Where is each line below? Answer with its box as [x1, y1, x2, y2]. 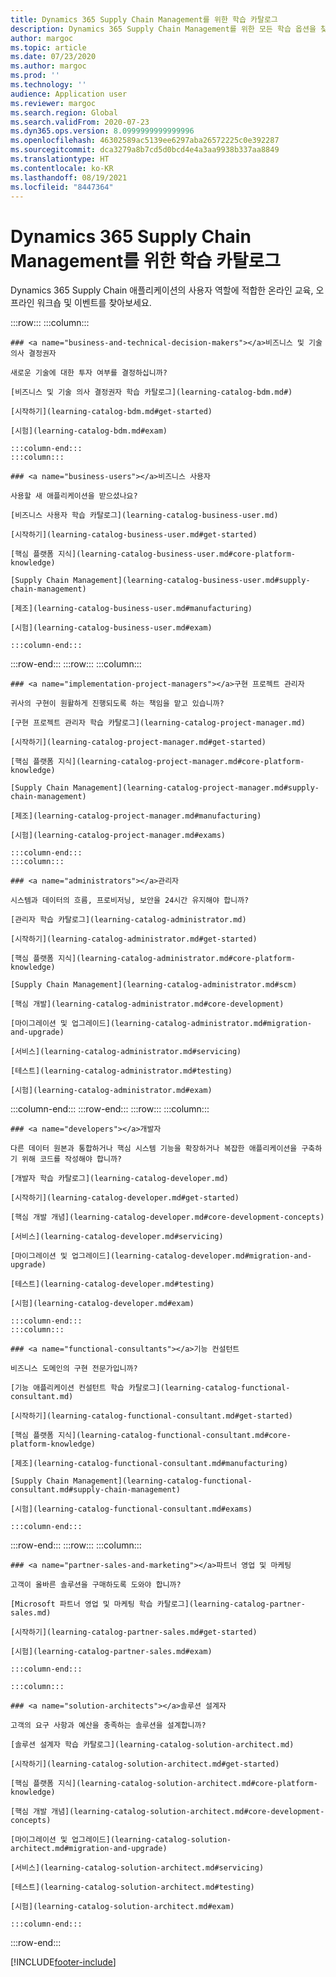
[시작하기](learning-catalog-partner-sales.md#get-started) [10, 1627, 258, 1638]
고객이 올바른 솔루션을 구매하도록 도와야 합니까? [10, 1580, 182, 1590]
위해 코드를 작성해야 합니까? [21, 1154, 123, 1165]
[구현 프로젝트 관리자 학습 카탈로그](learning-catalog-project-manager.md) [10, 718, 306, 728]
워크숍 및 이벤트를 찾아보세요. [36, 297, 152, 309]
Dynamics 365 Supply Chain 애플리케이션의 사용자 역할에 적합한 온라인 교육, [10, 284, 314, 296]
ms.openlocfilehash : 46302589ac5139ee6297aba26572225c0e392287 [10, 136, 280, 146]
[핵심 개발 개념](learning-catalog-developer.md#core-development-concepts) [10, 1212, 325, 1223]
